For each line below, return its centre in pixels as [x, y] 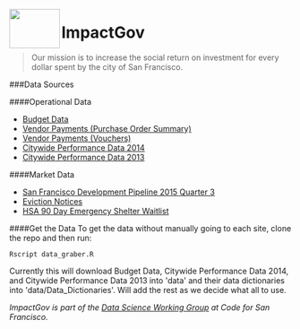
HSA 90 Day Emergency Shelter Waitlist [95, 211]
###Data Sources [42, 84]
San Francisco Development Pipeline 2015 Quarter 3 [118, 192]
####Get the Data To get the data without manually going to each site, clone [150, 228]
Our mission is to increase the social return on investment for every [155, 57]
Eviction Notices [52, 201]
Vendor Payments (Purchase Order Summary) [107, 128]
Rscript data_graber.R [51, 254]
